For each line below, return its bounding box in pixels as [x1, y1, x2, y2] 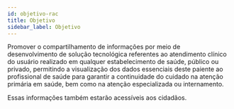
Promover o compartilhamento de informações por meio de [7, 43, 181, 51]
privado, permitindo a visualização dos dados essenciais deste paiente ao [7, 65, 223, 74]
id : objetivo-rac [7, 10, 59, 18]
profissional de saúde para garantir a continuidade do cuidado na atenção [7, 72, 223, 81]
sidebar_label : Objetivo [7, 23, 81, 30]
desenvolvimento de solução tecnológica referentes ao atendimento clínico [7, 50, 227, 58]
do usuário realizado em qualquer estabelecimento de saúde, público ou [7, 58, 219, 66]
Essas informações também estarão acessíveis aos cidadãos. [7, 94, 187, 102]
